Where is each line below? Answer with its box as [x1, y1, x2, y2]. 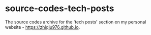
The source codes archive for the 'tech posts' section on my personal [5, 19, 146, 25]
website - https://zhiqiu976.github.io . [5, 24, 80, 30]
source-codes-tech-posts [5, 3, 114, 14]
